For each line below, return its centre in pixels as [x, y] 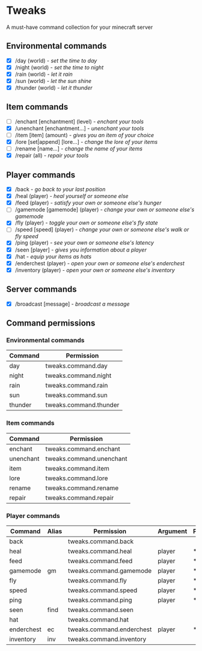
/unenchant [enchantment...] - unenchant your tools [79, 128]
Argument [173, 531]
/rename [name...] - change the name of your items [79, 149]
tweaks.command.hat [99, 619]
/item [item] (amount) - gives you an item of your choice [84, 135]
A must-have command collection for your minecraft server [80, 27]
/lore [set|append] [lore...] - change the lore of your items [86, 142]
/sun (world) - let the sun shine [53, 81]
